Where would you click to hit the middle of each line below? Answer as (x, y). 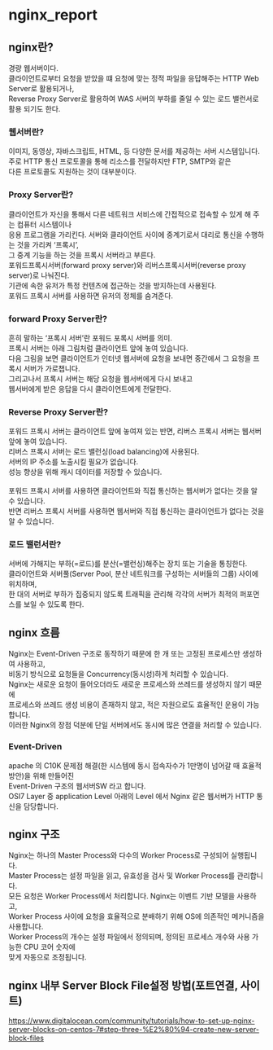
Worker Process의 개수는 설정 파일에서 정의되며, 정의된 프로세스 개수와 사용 (129, 937)
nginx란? (31, 47)
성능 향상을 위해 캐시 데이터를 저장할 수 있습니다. (85, 472)
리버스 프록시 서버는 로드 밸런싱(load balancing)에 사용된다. (104, 452)
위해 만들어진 (53, 775)
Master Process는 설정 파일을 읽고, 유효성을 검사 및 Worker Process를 (122, 876)
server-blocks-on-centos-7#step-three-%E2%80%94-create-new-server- (134, 1030)
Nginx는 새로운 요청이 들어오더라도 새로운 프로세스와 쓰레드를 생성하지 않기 (128, 684)
